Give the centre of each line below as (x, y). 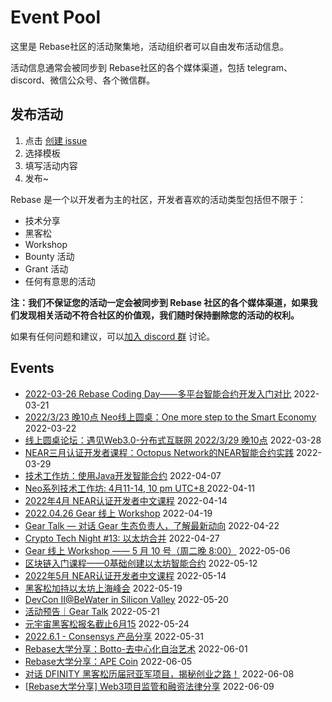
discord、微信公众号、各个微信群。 (83, 80)
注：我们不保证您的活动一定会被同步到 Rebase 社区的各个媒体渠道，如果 (160, 302)
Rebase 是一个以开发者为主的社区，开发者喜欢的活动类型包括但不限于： (158, 199)
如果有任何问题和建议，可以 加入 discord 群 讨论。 (113, 336)
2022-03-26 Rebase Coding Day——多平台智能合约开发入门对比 (158, 393)
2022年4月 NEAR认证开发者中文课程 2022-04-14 (126, 500)
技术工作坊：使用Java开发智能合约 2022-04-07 (123, 475)
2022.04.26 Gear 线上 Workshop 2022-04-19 (118, 513)
